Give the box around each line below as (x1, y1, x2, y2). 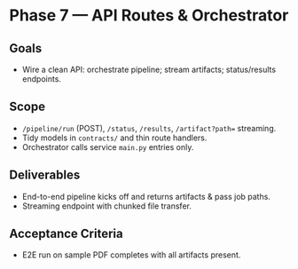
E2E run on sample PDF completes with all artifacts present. (21, 249, 241, 260)
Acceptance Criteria (9, 226, 123, 241)
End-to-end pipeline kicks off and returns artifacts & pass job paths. (21, 191, 271, 202)
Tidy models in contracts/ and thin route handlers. (21, 132, 208, 143)
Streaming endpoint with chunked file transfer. (21, 201, 192, 211)
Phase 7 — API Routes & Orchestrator (9, 5, 289, 26)
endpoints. (21, 74, 62, 84)
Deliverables (9, 168, 81, 183)
